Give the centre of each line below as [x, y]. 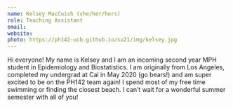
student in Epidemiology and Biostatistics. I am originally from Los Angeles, [116, 67]
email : [17, 27]
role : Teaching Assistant [45, 20]
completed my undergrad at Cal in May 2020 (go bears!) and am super [109, 75]
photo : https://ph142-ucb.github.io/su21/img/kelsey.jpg [92, 40]
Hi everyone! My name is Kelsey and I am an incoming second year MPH [112, 60]
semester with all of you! [43, 97]
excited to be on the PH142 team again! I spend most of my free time [106, 82]
